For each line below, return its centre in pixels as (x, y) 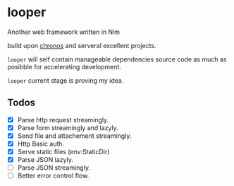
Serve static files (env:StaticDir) (63, 152)
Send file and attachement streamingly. (74, 136)
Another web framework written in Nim (64, 32)
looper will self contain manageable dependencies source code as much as (117, 59)
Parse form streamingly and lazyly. (68, 127)
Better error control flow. (53, 176)
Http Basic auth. (41, 144)
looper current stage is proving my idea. (66, 80)
